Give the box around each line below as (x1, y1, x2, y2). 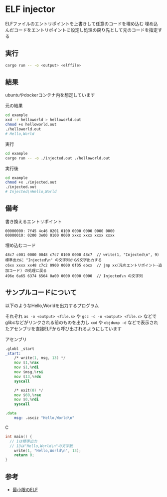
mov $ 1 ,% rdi (14, 365, 39, 370)
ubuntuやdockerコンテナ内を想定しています (5, 92, 95, 98)
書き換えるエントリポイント (5, 218, 62, 224)
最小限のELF (12, 486, 38, 492)
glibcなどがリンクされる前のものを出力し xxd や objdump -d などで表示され (5, 319, 159, 325)
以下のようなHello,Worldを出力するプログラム (5, 302, 99, 308)
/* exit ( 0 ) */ (14, 387, 43, 393)
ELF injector (5, 3, 56, 15)
